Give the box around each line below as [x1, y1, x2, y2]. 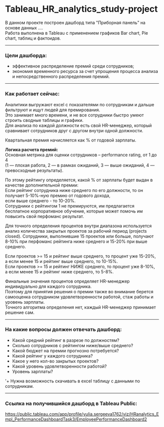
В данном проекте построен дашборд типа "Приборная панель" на [5, 20, 145, 25]
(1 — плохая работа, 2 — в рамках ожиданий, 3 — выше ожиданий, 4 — [5, 162, 155, 168]
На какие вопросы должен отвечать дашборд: [5, 326, 122, 333]
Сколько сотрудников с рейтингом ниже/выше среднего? [12, 342, 133, 348]
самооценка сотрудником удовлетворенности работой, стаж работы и [5, 294, 154, 300]
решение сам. [5, 309, 35, 315]
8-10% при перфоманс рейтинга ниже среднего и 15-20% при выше [5, 238, 148, 244]
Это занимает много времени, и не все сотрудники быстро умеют [5, 112, 144, 118]
